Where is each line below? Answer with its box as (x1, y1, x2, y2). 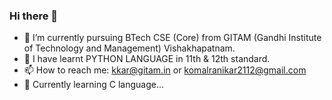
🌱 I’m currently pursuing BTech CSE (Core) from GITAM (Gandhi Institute (23, 32, 322, 44)
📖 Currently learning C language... (23, 79, 164, 91)
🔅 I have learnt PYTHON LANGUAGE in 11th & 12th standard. (23, 53, 271, 65)
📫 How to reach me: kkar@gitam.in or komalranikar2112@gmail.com (23, 64, 307, 76)
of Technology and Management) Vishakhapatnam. (23, 42, 236, 54)
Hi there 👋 (9, 9, 59, 23)
